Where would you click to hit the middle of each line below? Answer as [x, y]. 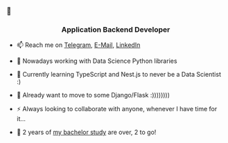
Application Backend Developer [116, 29]
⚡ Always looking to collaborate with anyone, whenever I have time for [117, 109]
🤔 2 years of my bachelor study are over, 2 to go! [86, 132]
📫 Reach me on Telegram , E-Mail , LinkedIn [78, 45]
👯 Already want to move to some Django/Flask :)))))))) [93, 95]
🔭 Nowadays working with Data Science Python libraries [97, 61]
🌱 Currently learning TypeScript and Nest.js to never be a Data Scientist [119, 75]
